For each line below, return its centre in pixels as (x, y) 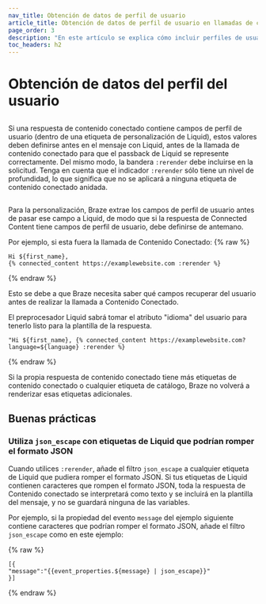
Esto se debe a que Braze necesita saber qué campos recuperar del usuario (132, 294)
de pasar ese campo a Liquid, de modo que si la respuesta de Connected (128, 218)
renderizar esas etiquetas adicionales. (70, 394)
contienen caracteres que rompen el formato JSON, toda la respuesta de (127, 485)
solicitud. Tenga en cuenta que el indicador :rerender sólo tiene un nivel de (131, 170)
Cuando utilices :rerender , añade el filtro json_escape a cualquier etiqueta (129, 469)
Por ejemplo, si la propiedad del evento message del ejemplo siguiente (121, 517)
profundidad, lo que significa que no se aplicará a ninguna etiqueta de (123, 178)
